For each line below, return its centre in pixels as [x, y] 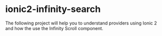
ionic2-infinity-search [53, 9]
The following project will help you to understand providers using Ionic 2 [81, 23]
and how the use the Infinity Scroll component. [54, 28]
